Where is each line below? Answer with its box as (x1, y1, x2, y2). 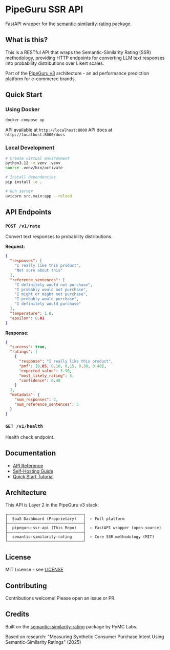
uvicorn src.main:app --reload (5, 193, 72, 198)
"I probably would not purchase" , (14, 287, 88, 292)
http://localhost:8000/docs (5, 132, 66, 137)
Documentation (5, 449, 56, 458)
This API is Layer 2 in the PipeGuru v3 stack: (5, 502, 99, 508)
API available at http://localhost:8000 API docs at (5, 127, 113, 133)
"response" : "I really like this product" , (18, 359, 114, 364)
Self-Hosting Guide (12, 468, 54, 474)
